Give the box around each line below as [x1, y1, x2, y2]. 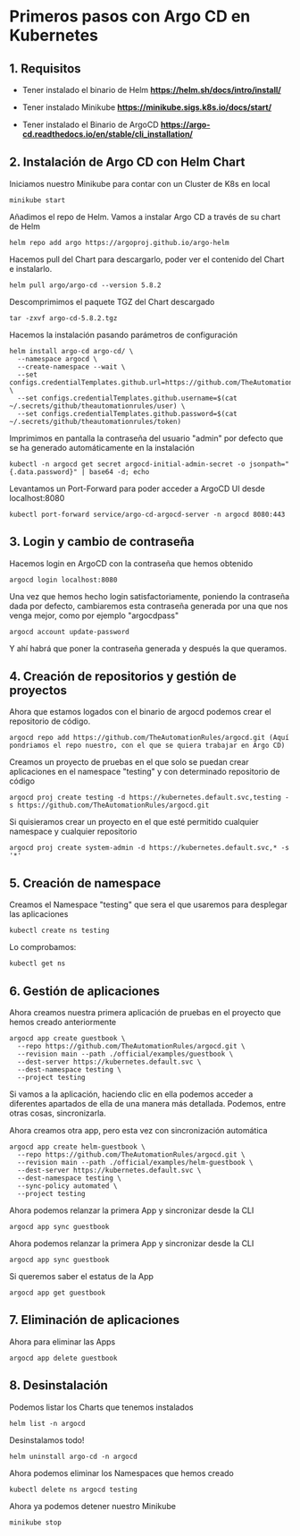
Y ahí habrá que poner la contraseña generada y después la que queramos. [9, 642, 287, 654]
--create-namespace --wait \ [17, 362, 126, 371]
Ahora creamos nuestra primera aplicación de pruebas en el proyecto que [9, 1007, 281, 1018]
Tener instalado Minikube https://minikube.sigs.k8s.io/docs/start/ [21, 102, 272, 113]
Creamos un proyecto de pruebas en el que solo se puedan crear [9, 757, 249, 768]
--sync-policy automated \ [17, 1182, 118, 1191]
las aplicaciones [9, 909, 69, 920]
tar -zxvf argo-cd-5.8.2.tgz [9, 313, 118, 323]
